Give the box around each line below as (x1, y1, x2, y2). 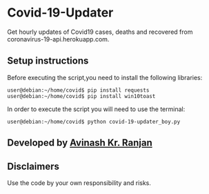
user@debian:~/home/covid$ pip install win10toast (7, 93, 156, 99)
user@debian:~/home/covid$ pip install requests (7, 86, 150, 94)
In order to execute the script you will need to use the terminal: (7, 105, 186, 113)
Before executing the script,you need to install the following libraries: (7, 73, 203, 81)
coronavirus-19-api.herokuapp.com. (7, 35, 110, 43)
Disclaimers (7, 160, 60, 172)
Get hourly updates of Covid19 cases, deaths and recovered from (7, 28, 193, 36)
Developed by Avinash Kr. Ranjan (7, 137, 153, 149)
